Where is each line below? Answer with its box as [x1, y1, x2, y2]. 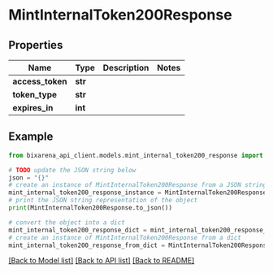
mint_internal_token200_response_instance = [8, 188, 162, 197]
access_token [12, 76, 67, 87]
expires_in [12, 102, 54, 113]
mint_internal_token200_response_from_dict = [8, 241, 165, 249]
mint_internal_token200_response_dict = [8, 226, 148, 234]
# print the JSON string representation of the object [8, 197, 198, 205]
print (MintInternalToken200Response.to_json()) [8, 204, 173, 212]
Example [8, 130, 54, 144]
